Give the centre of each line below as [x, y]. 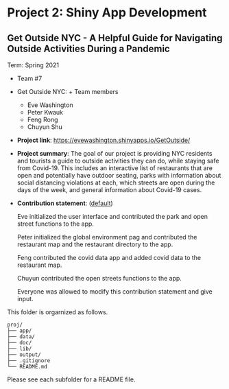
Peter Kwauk [45, 112]
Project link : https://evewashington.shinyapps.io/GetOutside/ [104, 140]
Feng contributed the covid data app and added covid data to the [109, 258]
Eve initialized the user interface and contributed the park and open [112, 216]
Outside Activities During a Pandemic [88, 48]
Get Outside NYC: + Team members [68, 92]
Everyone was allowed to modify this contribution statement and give [114, 292]
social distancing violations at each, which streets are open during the [116, 182]
